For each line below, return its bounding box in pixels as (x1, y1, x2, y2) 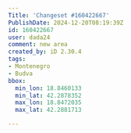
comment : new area (8, 41, 68, 49)
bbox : (8, 77, 26, 84)
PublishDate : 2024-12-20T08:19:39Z (8, 19, 124, 27)
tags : (8, 56, 26, 63)
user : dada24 (8, 33, 51, 41)
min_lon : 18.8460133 (15, 84, 82, 92)
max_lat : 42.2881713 (15, 106, 82, 114)
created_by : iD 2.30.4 (8, 48, 82, 56)
